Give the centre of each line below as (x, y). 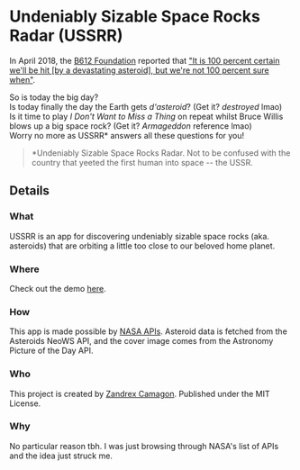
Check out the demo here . (58, 288)
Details (29, 191)
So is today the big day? (54, 97)
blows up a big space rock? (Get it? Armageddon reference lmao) (131, 126)
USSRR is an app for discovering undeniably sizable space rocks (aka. (140, 236)
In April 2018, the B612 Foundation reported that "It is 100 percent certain (145, 60)
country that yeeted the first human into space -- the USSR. (142, 162)
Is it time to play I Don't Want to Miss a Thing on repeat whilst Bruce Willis (146, 116)
